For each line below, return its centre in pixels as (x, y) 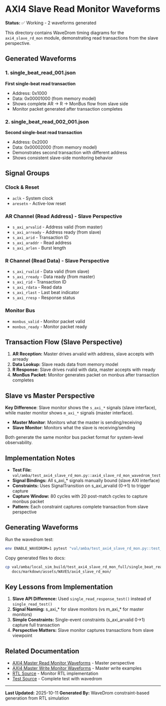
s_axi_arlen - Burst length (39, 248)
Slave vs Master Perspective (50, 395)
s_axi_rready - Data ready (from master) (54, 277)
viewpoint (22, 635)
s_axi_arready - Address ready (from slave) (57, 232)
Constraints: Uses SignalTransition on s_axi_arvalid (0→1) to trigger (81, 486)
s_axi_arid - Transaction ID (41, 237)
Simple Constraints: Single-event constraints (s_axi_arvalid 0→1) (79, 620)
